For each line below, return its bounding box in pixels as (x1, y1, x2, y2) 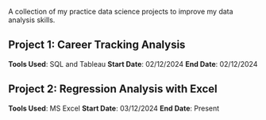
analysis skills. (8, 15, 56, 25)
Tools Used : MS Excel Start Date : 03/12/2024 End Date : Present (8, 103, 220, 113)
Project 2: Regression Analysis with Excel (8, 83, 218, 96)
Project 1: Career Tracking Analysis (8, 38, 186, 52)
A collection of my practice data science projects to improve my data (8, 7, 233, 16)
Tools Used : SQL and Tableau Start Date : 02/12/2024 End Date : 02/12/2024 (8, 59, 258, 68)
